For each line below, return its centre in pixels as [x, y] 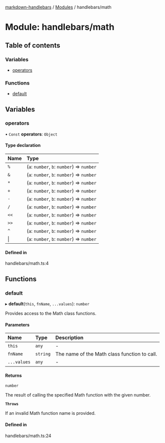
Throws [12, 404]
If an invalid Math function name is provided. [50, 413]
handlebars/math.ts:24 [28, 436]
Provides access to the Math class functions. [51, 313]
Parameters [17, 325]
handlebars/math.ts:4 [27, 264]
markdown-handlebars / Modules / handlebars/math [59, 7]
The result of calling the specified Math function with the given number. [78, 395]
